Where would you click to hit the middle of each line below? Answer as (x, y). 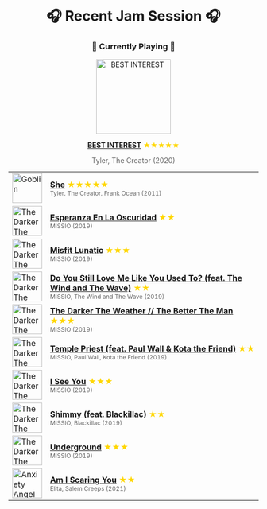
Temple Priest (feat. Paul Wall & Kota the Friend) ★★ (153, 348)
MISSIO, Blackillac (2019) (87, 423)
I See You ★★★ (82, 381)
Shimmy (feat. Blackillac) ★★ (108, 414)
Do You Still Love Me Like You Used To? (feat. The (146, 278)
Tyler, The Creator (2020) (133, 161)
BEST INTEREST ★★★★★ (133, 146)
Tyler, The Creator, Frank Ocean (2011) (106, 193)
